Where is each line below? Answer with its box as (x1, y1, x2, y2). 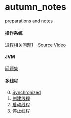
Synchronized (12, 89, 41, 95)
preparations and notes (5, 18, 53, 24)
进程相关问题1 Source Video (5, 42, 66, 48)
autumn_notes (5, 1, 66, 13)
